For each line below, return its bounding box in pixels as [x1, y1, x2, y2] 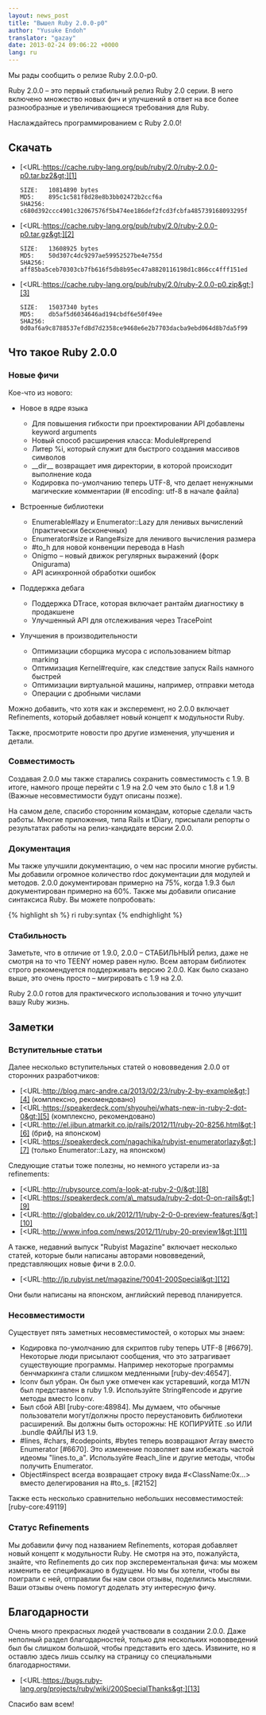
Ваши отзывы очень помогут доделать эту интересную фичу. [8, 1582, 217, 1592]
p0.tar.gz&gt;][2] [19, 229, 75, 239]
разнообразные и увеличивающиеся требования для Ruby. [8, 103, 210, 112]
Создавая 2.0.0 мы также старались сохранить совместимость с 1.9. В [8, 774, 250, 783]
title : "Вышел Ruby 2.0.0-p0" [8, 19, 109, 27]
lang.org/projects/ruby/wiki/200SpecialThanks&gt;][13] [19, 1684, 200, 1694]
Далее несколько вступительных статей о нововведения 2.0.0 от [8, 1062, 230, 1072]
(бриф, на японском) [31, 1128, 102, 1138]
